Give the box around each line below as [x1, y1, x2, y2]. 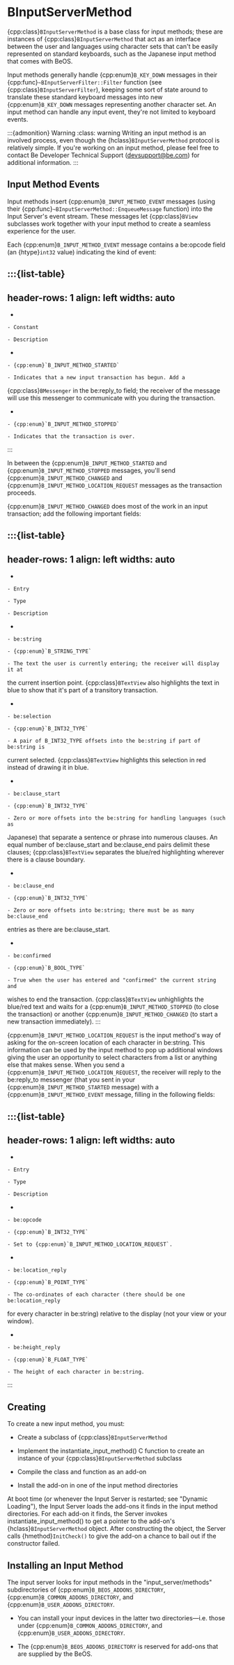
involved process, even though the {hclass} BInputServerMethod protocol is [7, 136, 220, 144]
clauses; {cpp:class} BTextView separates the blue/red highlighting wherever [7, 848, 225, 857]
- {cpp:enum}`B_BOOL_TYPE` [7, 965, 86, 972]
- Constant [7, 323, 39, 330]
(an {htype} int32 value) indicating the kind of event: [7, 247, 157, 256]
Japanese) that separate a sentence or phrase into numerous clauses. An [7, 833, 218, 842]
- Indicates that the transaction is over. [7, 432, 136, 440]
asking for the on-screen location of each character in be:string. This [7, 1038, 205, 1047]
